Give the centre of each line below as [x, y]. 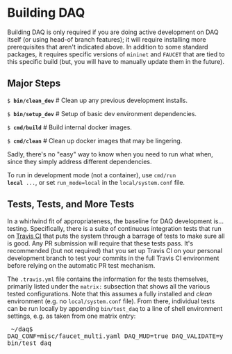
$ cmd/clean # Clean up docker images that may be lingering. [95, 140]
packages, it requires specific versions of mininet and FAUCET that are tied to [116, 54]
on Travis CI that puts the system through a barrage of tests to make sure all [116, 236]
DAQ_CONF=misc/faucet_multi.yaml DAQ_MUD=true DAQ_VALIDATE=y [115, 336]
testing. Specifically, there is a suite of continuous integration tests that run [114, 228]
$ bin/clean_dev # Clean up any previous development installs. [97, 100]
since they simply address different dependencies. [80, 161]
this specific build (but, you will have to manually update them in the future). [116, 61]
